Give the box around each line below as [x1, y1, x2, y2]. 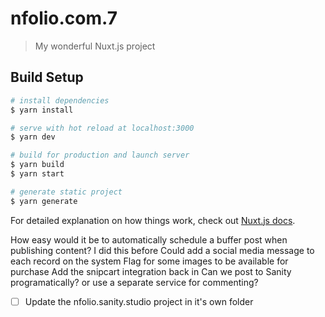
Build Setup [10, 69, 84, 86]
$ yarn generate [10, 196, 78, 206]
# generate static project [10, 187, 123, 197]
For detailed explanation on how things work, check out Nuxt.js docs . [10, 214, 296, 226]
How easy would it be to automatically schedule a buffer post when [10, 233, 288, 246]
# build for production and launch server [10, 150, 190, 161]
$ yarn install [10, 105, 74, 115]
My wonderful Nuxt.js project [34, 40, 156, 52]
